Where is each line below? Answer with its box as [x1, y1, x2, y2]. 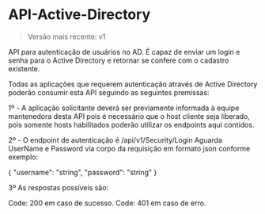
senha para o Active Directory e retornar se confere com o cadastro [8, 55, 229, 65]
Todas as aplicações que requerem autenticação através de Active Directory [8, 79, 258, 89]
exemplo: [8, 152, 38, 162]
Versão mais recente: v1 [27, 32, 106, 41]
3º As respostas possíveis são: [8, 182, 109, 192]
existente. [8, 63, 40, 73]
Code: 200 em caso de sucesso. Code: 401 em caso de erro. [8, 198, 206, 208]
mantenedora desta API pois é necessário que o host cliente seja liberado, [8, 111, 251, 120]
